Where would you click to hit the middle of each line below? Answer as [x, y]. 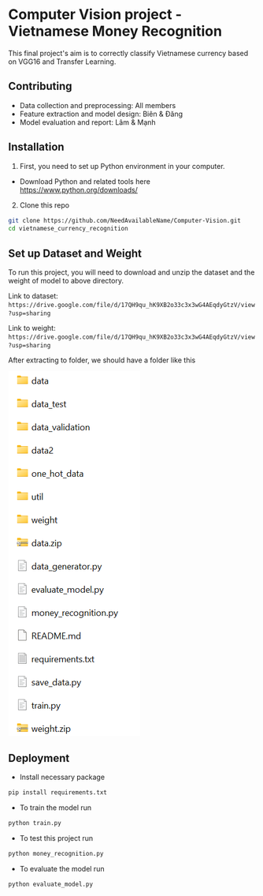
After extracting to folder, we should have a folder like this [102, 360]
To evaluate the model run [62, 868]
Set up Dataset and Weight [75, 253]
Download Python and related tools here [85, 181]
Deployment [39, 758]
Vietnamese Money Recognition [115, 31]
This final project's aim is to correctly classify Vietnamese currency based [128, 53]
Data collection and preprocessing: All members [98, 105]
